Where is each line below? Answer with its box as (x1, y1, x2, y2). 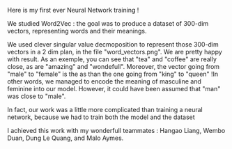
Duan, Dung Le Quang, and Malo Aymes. (7, 134, 124, 142)
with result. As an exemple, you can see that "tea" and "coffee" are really (7, 55, 217, 63)
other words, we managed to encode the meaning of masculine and (7, 77, 202, 86)
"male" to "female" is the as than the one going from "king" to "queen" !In (7, 70, 219, 78)
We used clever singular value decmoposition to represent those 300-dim (7, 40, 219, 48)
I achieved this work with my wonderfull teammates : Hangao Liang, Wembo (7, 127, 226, 134)
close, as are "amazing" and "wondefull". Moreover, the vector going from (7, 63, 220, 70)
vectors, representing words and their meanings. (7, 27, 147, 35)
